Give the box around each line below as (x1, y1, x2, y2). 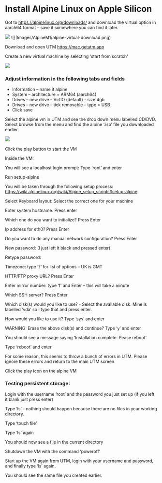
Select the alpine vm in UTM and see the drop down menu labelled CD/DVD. (5, 116, 156, 122)
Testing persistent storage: (5, 380, 70, 387)
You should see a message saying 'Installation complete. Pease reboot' (5, 335, 147, 341)
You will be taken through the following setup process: (5, 184, 114, 189)
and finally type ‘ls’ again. (5, 463, 56, 468)
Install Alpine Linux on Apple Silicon (5, 3, 152, 15)
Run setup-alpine (5, 174, 40, 180)
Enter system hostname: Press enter (5, 207, 77, 214)
